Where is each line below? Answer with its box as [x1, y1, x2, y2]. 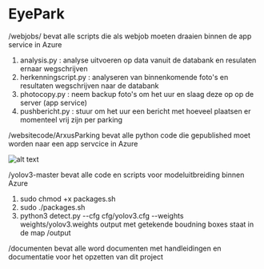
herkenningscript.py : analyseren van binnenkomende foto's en [19, 72, 229, 82]
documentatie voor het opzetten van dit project [8, 251, 164, 261]
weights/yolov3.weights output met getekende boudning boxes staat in [19, 219, 254, 229]
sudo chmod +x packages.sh [19, 194, 116, 203]
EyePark [8, 5, 66, 23]
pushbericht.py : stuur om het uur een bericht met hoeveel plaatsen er [19, 106, 251, 116]
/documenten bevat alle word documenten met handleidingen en [8, 243, 222, 253]
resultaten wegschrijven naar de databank [19, 81, 159, 90]
